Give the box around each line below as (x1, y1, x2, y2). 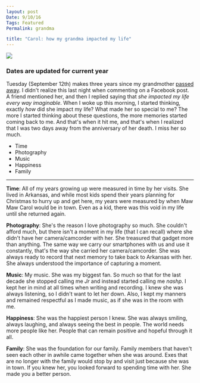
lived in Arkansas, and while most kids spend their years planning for (6, 191, 175, 198)
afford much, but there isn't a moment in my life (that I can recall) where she (6, 228, 193, 235)
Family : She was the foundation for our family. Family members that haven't (6, 345, 192, 352)
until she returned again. (6, 210, 67, 217)
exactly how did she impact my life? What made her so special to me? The (6, 105, 188, 113)
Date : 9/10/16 (6, 14, 42, 20)
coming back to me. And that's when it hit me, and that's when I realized (6, 119, 183, 126)
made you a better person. (6, 370, 71, 378)
